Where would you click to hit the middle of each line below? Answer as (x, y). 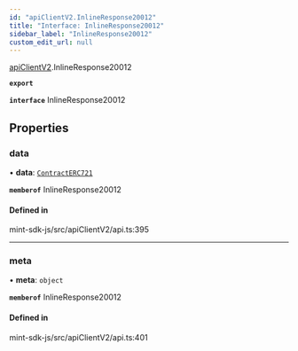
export (21, 84)
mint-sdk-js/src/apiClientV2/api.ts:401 (78, 337)
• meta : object (36, 280)
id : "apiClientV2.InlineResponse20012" (83, 17)
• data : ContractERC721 (51, 172)
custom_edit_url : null (51, 42)
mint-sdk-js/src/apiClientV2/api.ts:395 (79, 230)
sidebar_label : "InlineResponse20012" (81, 34)
